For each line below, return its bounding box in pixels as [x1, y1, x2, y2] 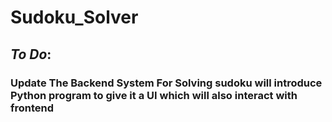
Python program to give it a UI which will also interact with [10, 88, 298, 102]
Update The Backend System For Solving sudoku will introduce [10, 76, 323, 90]
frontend [10, 101, 55, 115]
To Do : [10, 46, 52, 63]
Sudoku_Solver [10, 6, 139, 29]
